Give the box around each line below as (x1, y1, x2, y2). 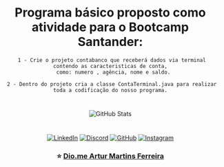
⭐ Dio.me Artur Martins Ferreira (56, 151, 165, 161)
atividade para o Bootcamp (31, 19, 190, 35)
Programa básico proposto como (14, 5, 206, 21)
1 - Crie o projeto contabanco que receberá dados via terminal (17, 56, 206, 63)
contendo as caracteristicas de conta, (52, 63, 168, 69)
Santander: (77, 34, 143, 49)
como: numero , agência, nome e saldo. (56, 69, 171, 76)
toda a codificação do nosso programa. (52, 87, 168, 93)
